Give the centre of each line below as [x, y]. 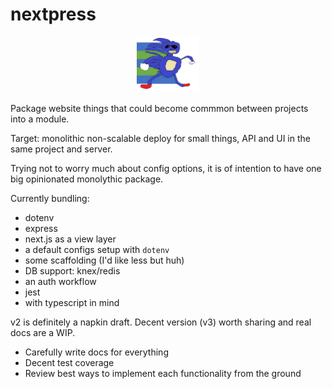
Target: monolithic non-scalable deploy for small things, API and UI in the [160, 139]
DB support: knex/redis [72, 271]
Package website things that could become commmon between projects [159, 109]
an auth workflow [60, 282]
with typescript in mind [72, 303]
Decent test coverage [69, 363]
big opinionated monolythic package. [87, 179]
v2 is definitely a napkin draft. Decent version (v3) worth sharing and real [161, 322]
